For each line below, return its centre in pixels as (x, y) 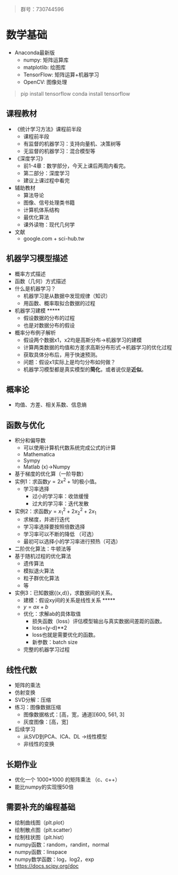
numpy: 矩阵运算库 (46, 60)
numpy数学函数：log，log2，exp (54, 859)
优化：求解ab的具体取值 (52, 614)
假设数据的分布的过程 (49, 318)
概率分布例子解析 (35, 332)
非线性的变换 (39, 744)
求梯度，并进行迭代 (47, 519)
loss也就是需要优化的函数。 (65, 635)
